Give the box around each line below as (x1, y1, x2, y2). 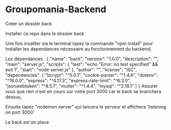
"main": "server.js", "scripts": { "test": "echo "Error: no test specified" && (5, 61, 158, 67)
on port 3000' (5, 109, 35, 115)
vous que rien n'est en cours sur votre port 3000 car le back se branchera (5, 88, 162, 94)
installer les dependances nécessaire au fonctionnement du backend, (5, 46, 152, 52)
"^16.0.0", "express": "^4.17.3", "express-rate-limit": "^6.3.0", (5, 77, 131, 83)
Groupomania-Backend (5, 4, 106, 15)
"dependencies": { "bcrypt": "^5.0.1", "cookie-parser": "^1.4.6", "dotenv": (5, 72, 158, 78)
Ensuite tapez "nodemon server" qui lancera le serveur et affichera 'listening (5, 103, 166, 110)
